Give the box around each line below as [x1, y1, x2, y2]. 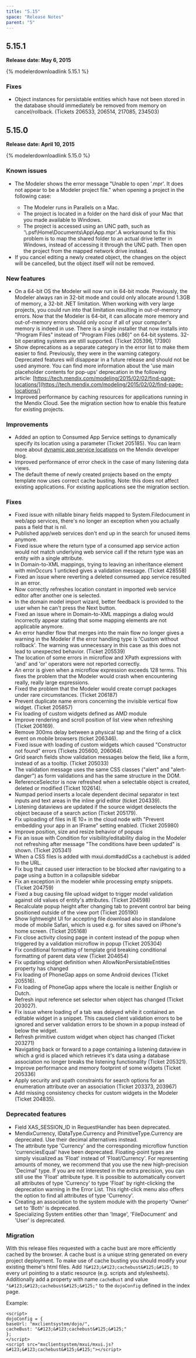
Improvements [6, 420, 49, 428]
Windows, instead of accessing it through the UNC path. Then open [23, 241, 187, 248]
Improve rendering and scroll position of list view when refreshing [14, 716, 173, 723]
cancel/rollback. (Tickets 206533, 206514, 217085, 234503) [14, 108, 160, 115]
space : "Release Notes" [6, 14, 64, 20]
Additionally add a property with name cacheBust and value [6, 1276, 148, 1283]
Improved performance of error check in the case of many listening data [14, 459, 189, 466]
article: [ [14, 374, 35, 381]
